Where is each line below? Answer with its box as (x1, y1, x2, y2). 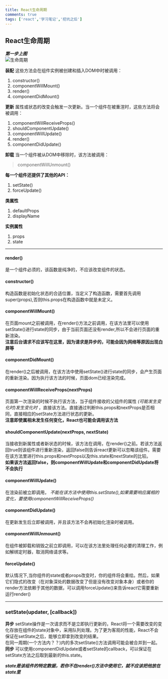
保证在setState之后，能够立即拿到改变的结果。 (5, 633, 101, 639)
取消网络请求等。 (35, 549, 71, 555)
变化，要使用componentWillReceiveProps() (5, 495, 94, 501)
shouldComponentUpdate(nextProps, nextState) (5, 429, 109, 435)
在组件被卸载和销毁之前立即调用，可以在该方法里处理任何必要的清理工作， (5, 543, 158, 549)
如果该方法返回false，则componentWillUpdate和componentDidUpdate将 (5, 459, 159, 466)
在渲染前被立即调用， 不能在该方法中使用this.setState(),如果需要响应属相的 (5, 489, 159, 495)
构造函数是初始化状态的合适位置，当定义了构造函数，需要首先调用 (5, 290, 141, 296)
